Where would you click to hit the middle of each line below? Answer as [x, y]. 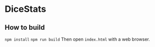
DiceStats [25, 9]
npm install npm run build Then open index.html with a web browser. [77, 39]
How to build [25, 27]
